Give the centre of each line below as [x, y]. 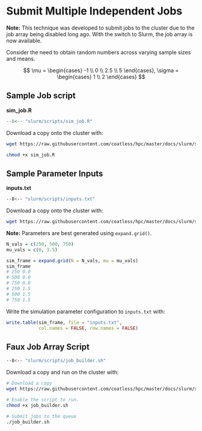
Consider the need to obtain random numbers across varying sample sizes [99, 52]
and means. [21, 58]
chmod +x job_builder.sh [37, 405]
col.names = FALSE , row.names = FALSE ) [88, 328]
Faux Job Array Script [48, 347]
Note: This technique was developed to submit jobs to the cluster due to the [100, 28]
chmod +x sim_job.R [31, 155]
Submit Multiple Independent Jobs [94, 11]
